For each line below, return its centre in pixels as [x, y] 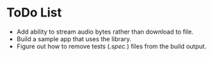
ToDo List [34, 13]
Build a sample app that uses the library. [74, 38]
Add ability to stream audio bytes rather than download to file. [105, 32]
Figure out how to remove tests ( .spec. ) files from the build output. [111, 46]
